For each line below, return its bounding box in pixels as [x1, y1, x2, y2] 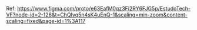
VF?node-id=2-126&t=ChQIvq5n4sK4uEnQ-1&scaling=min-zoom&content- [6, 11, 188, 18]
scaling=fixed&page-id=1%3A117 [6, 18, 86, 24]
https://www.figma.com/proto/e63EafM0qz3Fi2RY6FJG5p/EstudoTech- [17, 5, 191, 12]
